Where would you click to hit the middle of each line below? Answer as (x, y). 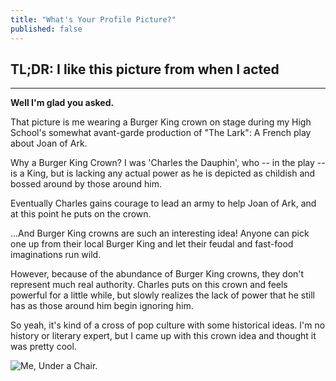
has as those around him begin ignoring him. (102, 306)
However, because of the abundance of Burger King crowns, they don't (157, 274)
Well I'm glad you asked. (62, 103)
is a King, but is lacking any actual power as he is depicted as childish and (163, 173)
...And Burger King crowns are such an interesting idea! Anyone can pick (160, 233)
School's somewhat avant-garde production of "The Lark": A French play (161, 133)
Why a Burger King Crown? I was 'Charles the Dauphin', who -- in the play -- (168, 163)
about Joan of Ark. (49, 143)
